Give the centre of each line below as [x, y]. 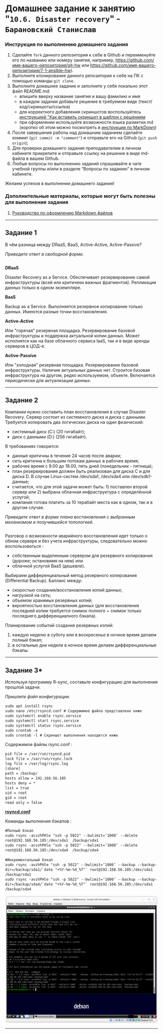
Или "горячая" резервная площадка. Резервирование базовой [70, 330]
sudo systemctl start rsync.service [42, 721]
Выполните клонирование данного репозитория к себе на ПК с [78, 76]
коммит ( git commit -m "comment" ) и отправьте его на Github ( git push [84, 138]
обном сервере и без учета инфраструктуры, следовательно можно [76, 541]
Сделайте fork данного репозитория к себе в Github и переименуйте [84, 55]
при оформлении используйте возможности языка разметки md [86, 122]
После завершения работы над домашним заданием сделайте [77, 133]
